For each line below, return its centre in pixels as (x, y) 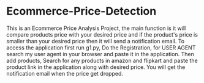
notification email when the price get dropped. (65, 73)
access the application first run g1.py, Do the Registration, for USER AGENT (101, 48)
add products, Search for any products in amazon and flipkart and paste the (102, 60)
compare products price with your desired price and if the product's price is (102, 34)
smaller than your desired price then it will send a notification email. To (96, 41)
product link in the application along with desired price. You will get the (96, 67)
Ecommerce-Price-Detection (81, 11)
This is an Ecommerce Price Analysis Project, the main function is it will (96, 28)
